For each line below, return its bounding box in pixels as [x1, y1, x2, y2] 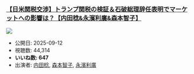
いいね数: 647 [14, 54, 49, 61]
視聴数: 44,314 [14, 47, 50, 54]
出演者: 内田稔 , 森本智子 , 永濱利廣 [14, 62, 96, 69]
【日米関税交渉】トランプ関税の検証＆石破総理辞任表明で [6, 5, 170, 13]
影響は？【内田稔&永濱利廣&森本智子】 [30, 14, 142, 22]
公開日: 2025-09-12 [14, 39, 63, 46]
